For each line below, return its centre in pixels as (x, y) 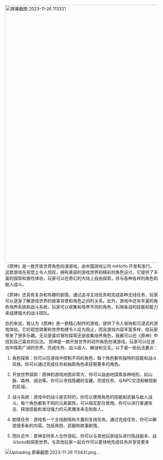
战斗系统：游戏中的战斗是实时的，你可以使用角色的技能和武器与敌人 (80, 397)
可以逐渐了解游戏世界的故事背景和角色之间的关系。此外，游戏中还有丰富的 (79, 301)
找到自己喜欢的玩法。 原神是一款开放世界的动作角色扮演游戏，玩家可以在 (78, 341)
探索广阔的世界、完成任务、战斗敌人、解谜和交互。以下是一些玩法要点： (86, 348)
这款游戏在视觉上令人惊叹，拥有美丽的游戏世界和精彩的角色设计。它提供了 (79, 272)
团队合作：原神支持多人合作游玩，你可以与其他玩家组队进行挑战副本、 (82, 436)
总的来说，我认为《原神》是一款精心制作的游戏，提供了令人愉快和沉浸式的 (79, 323)
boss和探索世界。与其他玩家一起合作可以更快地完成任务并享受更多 (83, 442)
